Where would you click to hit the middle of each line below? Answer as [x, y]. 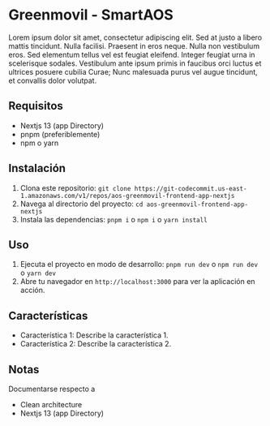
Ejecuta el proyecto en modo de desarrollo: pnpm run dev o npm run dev [139, 265]
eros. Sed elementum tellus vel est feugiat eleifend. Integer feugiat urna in [132, 54]
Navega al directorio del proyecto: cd [81, 204]
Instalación [37, 168]
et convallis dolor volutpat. [53, 80]
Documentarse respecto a [52, 389]
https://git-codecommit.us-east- [191, 188]
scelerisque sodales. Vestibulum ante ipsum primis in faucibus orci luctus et [135, 63]
